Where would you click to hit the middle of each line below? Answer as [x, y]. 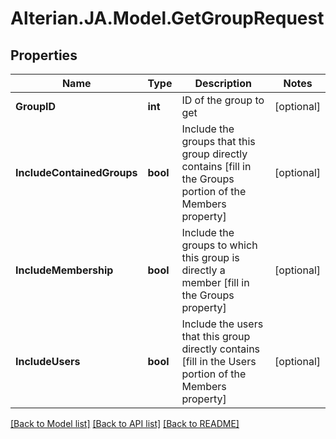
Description [223, 83]
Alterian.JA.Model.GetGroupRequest [167, 18]
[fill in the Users [219, 361]
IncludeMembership [64, 270]
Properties [44, 55]
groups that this [218, 141]
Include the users [222, 324]
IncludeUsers [48, 361]
